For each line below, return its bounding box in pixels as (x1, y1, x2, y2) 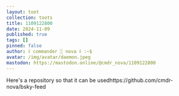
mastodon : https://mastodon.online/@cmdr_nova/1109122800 (6, 60, 156, 66)
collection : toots (6, 15, 53, 21)
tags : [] (6, 37, 29, 43)
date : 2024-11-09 (6, 26, 50, 32)
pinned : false (6, 43, 42, 49)
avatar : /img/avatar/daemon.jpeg (6, 54, 91, 60)
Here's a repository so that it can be (6, 77, 96, 84)
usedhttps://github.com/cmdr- (96, 77, 174, 84)
